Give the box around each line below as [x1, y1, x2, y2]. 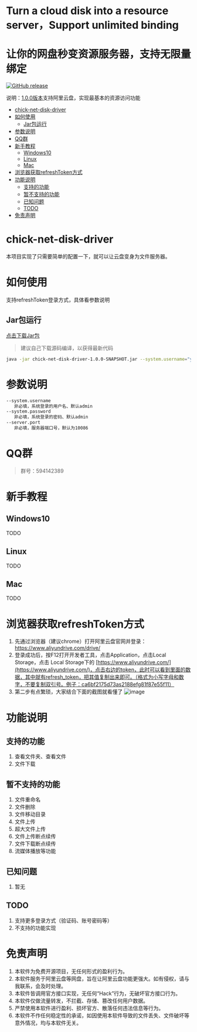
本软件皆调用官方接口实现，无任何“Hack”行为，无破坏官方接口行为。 [14, 990, 181, 997]
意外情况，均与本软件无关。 [14, 1019, 82, 1026]
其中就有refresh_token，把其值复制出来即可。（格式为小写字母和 [25, 673, 179, 681]
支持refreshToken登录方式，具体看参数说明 [6, 296, 110, 303]
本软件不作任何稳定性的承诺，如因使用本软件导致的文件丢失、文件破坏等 [14, 1011, 189, 1019]
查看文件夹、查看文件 [14, 753, 66, 760]
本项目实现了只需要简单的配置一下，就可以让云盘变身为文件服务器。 [6, 253, 171, 260]
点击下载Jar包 [6, 331, 40, 339]
